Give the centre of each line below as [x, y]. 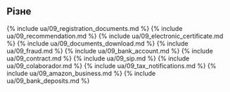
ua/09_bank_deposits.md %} [48, 81]
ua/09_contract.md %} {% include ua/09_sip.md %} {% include [98, 58]
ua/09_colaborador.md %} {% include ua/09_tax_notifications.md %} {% [111, 65]
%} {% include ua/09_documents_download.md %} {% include [97, 43]
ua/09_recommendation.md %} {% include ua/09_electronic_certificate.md [115, 36]
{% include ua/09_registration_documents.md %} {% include [95, 28]
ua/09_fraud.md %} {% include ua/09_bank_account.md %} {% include [110, 51]
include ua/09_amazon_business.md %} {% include [81, 73]
